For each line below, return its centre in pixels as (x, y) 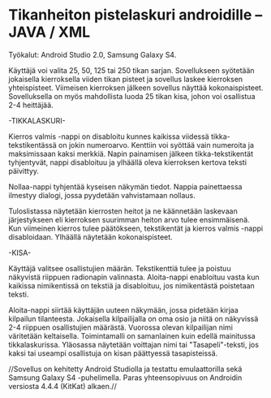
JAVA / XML (49, 32)
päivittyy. (24, 171)
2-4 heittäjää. (31, 105)
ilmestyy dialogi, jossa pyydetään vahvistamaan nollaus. (102, 195)
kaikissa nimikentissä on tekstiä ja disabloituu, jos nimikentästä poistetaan (132, 285)
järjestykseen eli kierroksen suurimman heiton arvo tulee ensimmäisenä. (129, 219)
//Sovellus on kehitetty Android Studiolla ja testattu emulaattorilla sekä (125, 369)
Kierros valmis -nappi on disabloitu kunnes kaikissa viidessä (109, 136)
